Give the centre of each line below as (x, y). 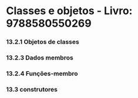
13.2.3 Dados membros (40, 58)
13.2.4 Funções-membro (42, 73)
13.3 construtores (32, 89)
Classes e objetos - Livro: (69, 11)
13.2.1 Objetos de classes (43, 42)
